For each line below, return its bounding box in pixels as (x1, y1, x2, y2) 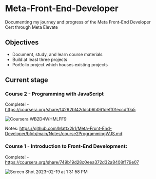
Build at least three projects (12, 57, 67, 62)
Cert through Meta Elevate (5, 24, 58, 30)
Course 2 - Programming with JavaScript (5, 91, 104, 98)
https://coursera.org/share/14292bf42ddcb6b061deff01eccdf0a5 (5, 107, 136, 113)
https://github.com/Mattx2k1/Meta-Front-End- (19, 125, 112, 132)
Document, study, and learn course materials (12, 51, 103, 57)
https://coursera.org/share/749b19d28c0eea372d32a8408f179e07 (5, 159, 139, 165)
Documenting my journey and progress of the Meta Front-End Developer (5, 19, 151, 25)
